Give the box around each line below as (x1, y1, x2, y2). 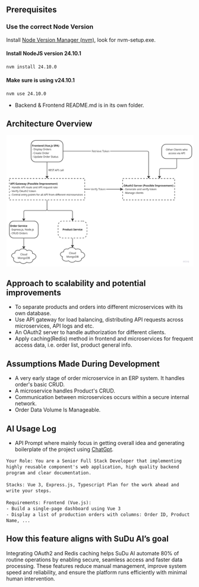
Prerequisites (6, 5, 57, 15)
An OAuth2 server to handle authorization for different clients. (14, 329, 166, 336)
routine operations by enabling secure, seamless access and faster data (6, 556, 183, 563)
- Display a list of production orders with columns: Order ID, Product (6, 511, 190, 518)
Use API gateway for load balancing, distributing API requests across (14, 316, 184, 323)
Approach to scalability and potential (6, 278, 146, 288)
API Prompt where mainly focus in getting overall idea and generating (14, 439, 185, 446)
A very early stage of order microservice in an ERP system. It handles (14, 375, 185, 382)
